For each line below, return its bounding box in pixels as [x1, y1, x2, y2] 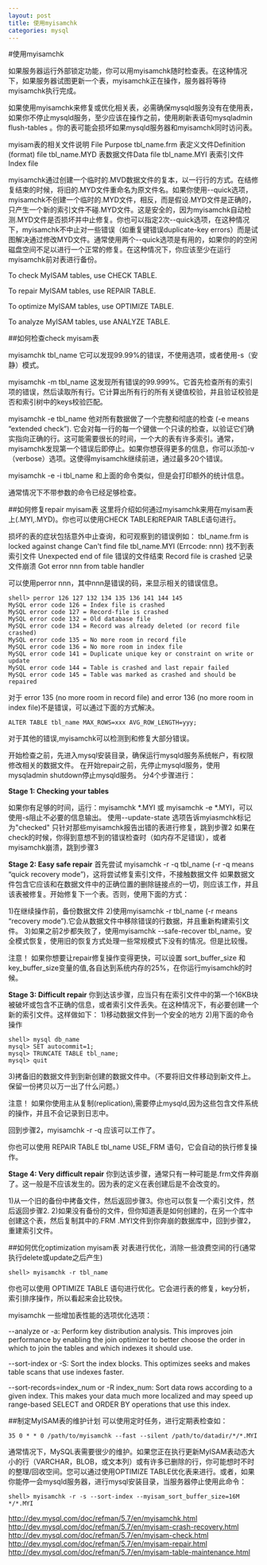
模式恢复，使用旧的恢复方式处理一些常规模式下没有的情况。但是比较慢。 [14, 937, 252, 946]
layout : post [8, 11, 52, 20]
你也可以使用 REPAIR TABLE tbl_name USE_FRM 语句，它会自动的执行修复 [8, 1142, 250, 1152]
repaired [8, 678, 37, 686]
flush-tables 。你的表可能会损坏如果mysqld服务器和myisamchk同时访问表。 [8, 123, 257, 132]
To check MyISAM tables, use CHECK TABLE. [8, 271, 157, 280]
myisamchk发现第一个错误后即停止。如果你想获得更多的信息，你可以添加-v [8, 444, 255, 454]
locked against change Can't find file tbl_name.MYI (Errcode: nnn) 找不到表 [8, 542, 254, 551]
